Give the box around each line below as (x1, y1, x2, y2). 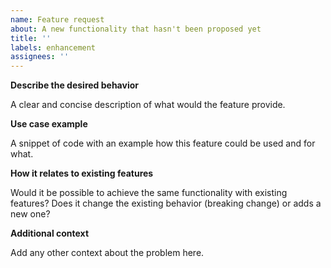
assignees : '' (10, 52, 70, 62)
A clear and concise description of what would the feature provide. (10, 99, 286, 111)
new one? (10, 208, 51, 220)
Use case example (10, 118, 88, 130)
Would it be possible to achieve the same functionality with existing (10, 187, 288, 199)
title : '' (10, 33, 52, 43)
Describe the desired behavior (10, 79, 139, 91)
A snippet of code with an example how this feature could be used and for (10, 137, 316, 150)
